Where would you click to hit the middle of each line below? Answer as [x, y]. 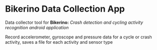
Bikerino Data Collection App [65, 9]
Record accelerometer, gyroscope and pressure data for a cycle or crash [78, 37]
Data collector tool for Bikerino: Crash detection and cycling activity [74, 22]
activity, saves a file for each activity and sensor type [59, 42]
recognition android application [37, 27]
